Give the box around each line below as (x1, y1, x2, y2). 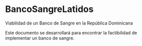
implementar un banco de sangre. (5, 35, 75, 41)
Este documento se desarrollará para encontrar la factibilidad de (5, 29, 138, 35)
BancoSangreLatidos (5, 3, 94, 15)
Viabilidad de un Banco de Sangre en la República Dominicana (5, 20, 133, 26)
